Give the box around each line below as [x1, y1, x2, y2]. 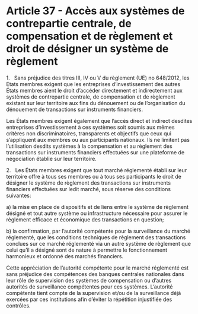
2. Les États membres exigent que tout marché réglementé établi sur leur [6, 166, 187, 173]
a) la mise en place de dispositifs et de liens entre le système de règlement [6, 203, 189, 210]
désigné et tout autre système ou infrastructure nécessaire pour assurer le [6, 210, 188, 217]
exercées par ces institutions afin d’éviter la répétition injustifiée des [6, 296, 173, 303]
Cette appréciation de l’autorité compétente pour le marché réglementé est [6, 264, 189, 271]
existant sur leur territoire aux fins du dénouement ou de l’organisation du [6, 99, 186, 106]
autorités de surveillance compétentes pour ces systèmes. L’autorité [6, 283, 173, 290]
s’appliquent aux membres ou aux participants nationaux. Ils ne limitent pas [6, 136, 190, 143]
